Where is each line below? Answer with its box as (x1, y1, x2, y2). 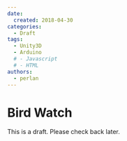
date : (7, 10, 23, 17)
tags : (7, 36, 23, 43)
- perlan (13, 74, 39, 82)
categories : (7, 23, 42, 30)
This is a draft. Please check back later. (7, 128, 121, 136)
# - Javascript (13, 56, 58, 63)
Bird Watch (7, 105, 73, 120)
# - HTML (13, 62, 39, 69)
